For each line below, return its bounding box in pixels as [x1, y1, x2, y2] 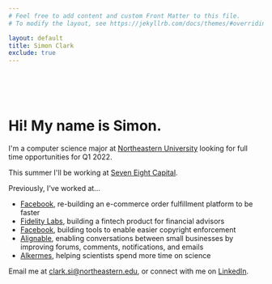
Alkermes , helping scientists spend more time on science [19, 251, 211, 261]
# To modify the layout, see [8, 19, 107, 28]
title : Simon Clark [8, 41, 74, 49]
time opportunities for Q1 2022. [8, 152, 113, 162]
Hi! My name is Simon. [8, 117, 162, 135]
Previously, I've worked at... [8, 184, 101, 193]
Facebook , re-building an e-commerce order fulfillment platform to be [19, 199, 253, 209]
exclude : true [8, 49, 57, 57]
